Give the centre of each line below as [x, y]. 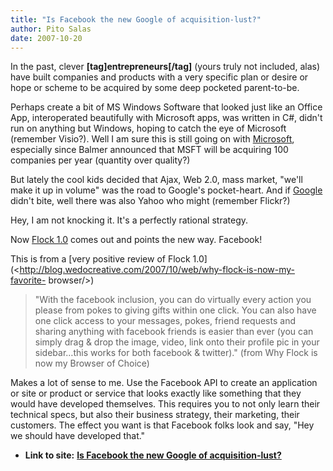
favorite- [28, 280]
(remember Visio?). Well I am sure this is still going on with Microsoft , [152, 139]
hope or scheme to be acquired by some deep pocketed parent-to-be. [155, 88]
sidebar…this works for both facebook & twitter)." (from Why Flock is [176, 353]
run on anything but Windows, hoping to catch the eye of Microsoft [148, 128]
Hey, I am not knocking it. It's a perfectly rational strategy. [129, 220]
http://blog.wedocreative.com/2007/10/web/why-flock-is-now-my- [157, 270]
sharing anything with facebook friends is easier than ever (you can [174, 332]
